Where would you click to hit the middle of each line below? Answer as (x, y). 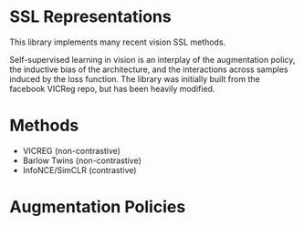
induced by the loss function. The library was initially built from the (135, 78)
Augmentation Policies (98, 207)
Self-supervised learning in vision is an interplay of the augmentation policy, (152, 59)
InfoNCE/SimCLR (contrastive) (79, 169)
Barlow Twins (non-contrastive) (82, 160)
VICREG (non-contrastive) (72, 150)
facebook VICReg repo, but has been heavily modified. (112, 88)
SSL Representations (90, 17)
